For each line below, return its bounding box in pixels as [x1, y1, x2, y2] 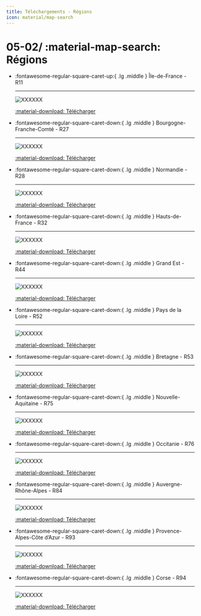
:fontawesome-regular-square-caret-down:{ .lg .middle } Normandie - [14, 166, 187, 174]
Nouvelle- [156, 393, 181, 401]
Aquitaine [14, 400, 39, 407]
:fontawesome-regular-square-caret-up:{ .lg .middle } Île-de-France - [14, 72, 187, 80]
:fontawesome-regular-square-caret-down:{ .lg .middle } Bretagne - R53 [14, 353, 194, 360]
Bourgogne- [156, 119, 186, 126]
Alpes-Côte [14, 534, 44, 541]
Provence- [156, 527, 182, 535]
